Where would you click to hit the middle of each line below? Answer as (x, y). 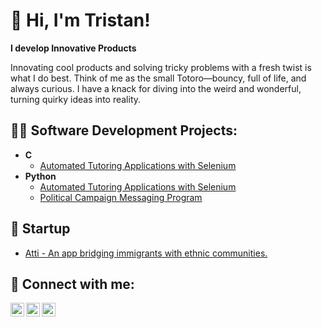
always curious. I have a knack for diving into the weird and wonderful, (156, 88)
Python (40, 176)
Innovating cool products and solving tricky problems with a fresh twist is (161, 67)
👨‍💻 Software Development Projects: (124, 130)
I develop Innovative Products (73, 48)
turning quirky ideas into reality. (76, 99)
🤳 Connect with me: (72, 284)
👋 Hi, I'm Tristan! (80, 20)
